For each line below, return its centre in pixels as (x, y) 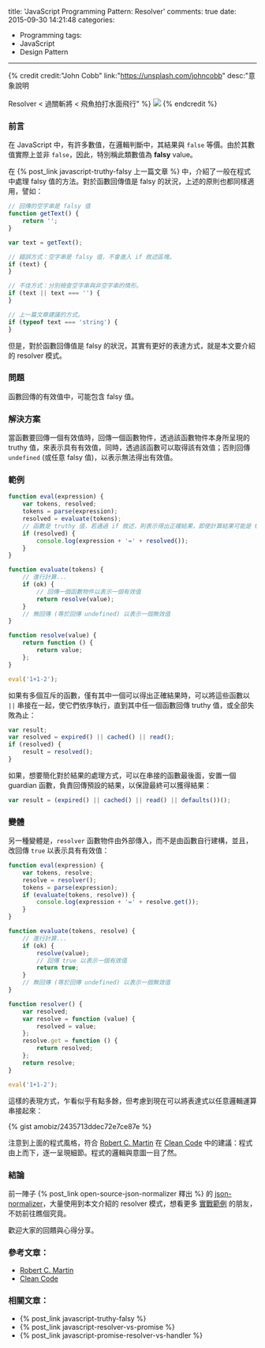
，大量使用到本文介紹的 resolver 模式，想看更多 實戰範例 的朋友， (150, 1203)
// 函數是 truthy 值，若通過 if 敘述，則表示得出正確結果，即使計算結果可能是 (137, 526)
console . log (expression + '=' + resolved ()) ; (113, 540)
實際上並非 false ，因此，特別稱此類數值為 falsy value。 (106, 155)
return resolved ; (65, 1049)
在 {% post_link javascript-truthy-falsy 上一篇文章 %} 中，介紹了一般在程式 (129, 171)
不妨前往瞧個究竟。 (39, 1213)
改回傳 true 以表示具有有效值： (59, 851)
